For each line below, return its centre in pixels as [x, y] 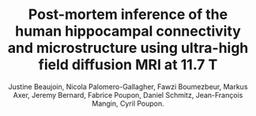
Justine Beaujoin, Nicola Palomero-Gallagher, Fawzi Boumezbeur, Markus [128, 86]
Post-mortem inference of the [128, 15]
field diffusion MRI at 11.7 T [128, 65]
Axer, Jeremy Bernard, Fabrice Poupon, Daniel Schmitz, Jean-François [128, 95]
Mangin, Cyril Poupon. [128, 103]
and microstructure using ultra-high [128, 48]
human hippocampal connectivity [128, 31]
